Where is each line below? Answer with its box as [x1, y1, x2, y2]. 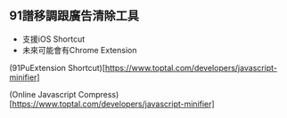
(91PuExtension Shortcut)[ [9, 62, 105, 73]
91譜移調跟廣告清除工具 [9, 8, 140, 24]
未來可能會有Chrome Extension [21, 44, 137, 55]
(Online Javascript [9, 89, 77, 99]
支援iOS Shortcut [21, 34, 86, 44]
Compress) [78, 89, 119, 99]
